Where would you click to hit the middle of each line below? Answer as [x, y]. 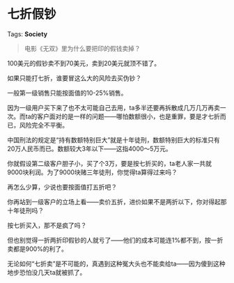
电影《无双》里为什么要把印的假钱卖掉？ [82, 48]
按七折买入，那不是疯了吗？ [47, 225]
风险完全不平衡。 [44, 125]
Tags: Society [27, 34]
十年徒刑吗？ [25, 211]
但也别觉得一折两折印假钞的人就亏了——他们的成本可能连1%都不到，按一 [112, 240]
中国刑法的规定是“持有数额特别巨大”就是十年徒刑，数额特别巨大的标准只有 [114, 139]
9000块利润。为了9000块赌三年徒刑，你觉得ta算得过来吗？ [92, 172]
